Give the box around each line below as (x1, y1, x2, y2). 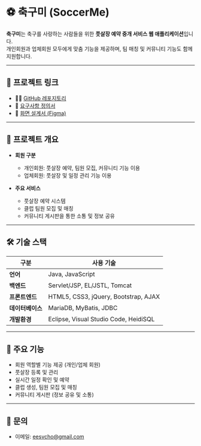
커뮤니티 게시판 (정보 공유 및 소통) (14, 391, 95, 399)
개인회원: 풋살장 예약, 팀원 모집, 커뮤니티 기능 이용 (23, 164, 141, 171)
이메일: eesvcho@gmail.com (14, 433, 85, 440)
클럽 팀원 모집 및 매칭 (23, 204, 74, 212)
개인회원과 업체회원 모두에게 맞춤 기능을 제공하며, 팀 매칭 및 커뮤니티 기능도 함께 (6, 45, 193, 52)
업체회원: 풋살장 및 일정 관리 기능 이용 (23, 171, 112, 179)
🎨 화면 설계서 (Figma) (14, 109, 66, 117)
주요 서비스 (14, 184, 41, 192)
